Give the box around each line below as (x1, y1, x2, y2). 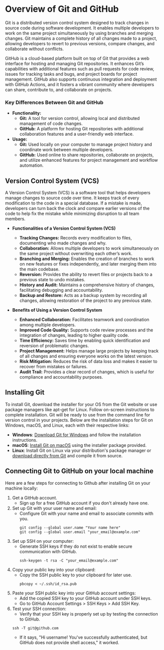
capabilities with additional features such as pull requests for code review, (5, 65, 154, 72)
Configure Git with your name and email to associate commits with (19, 510, 154, 516)
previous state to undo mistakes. (19, 277, 86, 283)
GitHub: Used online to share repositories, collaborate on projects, (19, 152, 154, 158)
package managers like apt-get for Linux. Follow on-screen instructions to (5, 407, 155, 413)
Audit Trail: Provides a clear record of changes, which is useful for (19, 369, 154, 375)
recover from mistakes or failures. (19, 364, 88, 370)
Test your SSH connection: (12, 606, 67, 612)
